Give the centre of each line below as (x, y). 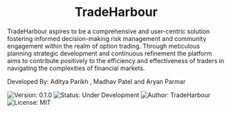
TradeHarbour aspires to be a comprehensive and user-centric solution (109, 31)
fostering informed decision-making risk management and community (107, 38)
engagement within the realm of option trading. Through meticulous (104, 46)
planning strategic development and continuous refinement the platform (110, 53)
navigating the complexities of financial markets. (76, 68)
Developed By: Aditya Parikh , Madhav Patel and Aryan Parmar (96, 81)
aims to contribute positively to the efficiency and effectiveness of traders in (116, 60)
